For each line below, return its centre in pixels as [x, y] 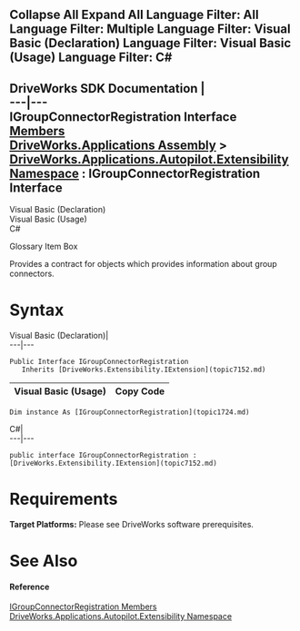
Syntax [37, 310]
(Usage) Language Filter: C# [91, 58]
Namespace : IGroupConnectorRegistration [135, 173]
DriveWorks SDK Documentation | [107, 89]
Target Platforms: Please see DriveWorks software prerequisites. [132, 525]
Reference [30, 587]
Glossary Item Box [44, 246]
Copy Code [140, 391]
